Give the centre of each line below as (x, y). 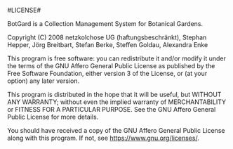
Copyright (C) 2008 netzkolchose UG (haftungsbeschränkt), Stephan (107, 37)
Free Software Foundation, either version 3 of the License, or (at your (107, 73)
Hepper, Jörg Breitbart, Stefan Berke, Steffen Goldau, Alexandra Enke (108, 45)
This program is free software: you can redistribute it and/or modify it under (116, 58)
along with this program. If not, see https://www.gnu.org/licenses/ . (104, 138)
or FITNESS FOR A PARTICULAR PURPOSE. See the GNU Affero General (112, 109)
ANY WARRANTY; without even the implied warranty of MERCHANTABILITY (117, 102)
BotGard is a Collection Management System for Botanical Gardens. (105, 24)
